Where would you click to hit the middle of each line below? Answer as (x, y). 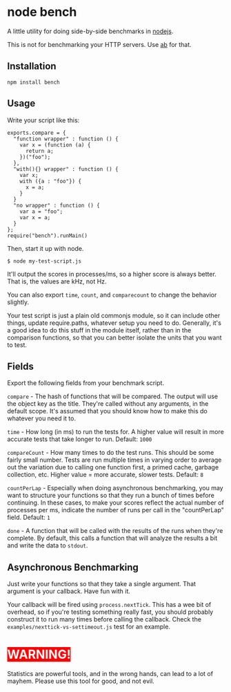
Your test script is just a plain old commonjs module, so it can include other (114, 315)
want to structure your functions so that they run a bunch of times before (111, 496)
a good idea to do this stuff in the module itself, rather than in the (99, 330)
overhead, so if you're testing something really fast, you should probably (110, 612)
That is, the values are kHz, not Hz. (57, 281)
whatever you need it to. (41, 418)
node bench (42, 12)
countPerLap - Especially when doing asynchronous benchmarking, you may (115, 488)
